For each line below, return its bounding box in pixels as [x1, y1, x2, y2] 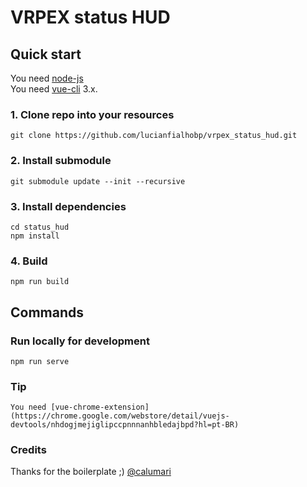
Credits [10, 443, 47, 457]
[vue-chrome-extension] [50, 402, 150, 413]
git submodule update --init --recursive [10, 176, 186, 186]
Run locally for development [10, 334, 150, 348]
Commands [10, 304, 85, 321]
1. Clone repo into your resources [10, 107, 175, 121]
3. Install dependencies [10, 199, 127, 213]
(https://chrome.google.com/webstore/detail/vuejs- [10, 411, 230, 421]
